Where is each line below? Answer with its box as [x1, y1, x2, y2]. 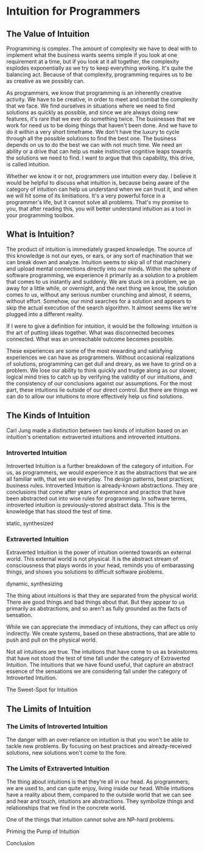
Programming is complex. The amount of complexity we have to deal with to [6, 45, 197, 52]
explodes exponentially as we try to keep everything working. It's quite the [6, 64, 194, 72]
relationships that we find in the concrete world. [6, 804, 126, 812]
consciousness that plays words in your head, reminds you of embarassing [6, 561, 195, 569]
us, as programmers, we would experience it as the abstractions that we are [6, 469, 197, 476]
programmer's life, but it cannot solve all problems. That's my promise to [6, 199, 189, 206]
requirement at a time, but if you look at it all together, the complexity [6, 58, 180, 65]
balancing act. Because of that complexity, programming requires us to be [6, 71, 192, 78]
